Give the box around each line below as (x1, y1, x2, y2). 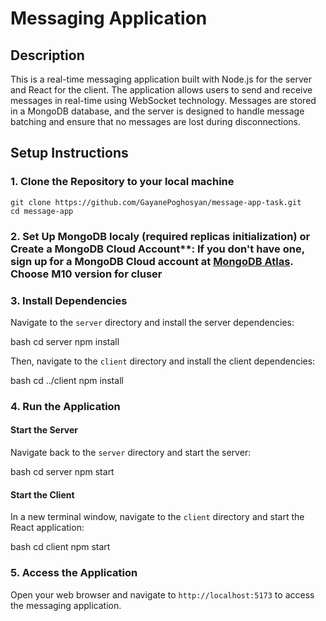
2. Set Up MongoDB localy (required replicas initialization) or (10, 229, 311, 243)
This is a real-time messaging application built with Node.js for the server (10, 73, 312, 85)
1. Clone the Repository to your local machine (10, 175, 235, 189)
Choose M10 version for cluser (10, 267, 163, 281)
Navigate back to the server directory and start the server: (10, 447, 252, 459)
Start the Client (10, 488, 75, 501)
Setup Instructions (10, 145, 129, 162)
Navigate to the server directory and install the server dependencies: (10, 316, 295, 328)
